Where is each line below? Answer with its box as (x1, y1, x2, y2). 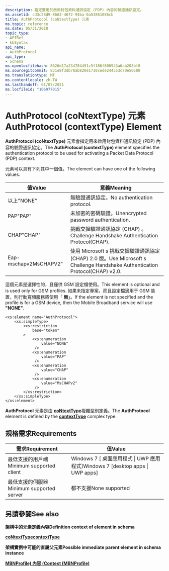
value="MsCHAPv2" (41, 380, 78, 386)
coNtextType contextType (5, 534, 60, 540)
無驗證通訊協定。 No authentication (70, 194, 153, 201)
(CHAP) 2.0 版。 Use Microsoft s (70, 255, 147, 262)
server (8, 491, 24, 498)
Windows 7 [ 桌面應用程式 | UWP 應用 (71, 455, 160, 462)
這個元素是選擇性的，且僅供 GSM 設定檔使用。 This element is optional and (5, 281, 160, 288)
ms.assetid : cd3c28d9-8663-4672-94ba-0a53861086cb (5, 12, 114, 17)
